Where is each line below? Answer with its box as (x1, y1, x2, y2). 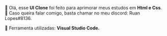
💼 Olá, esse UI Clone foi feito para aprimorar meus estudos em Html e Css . (5, 5, 162, 10)
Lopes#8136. (5, 15, 32, 21)
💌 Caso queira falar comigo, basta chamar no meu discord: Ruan (5, 10, 141, 16)
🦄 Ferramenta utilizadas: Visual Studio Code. (5, 25, 100, 31)
